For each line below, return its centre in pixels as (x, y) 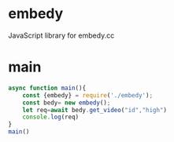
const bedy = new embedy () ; (67, 103)
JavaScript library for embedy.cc (61, 35)
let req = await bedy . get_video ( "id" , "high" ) (95, 110)
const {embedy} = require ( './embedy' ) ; (88, 95)
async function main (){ (47, 88)
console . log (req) (51, 117)
